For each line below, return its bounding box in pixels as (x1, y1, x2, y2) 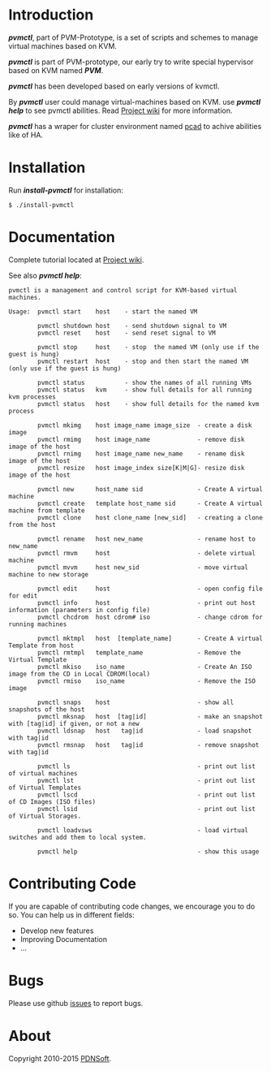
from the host (8, 520, 57, 529)
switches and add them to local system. (8, 833, 148, 841)
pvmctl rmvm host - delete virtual (37, 549, 256, 557)
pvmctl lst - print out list (37, 776, 256, 784)
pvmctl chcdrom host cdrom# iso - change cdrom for (37, 613, 264, 621)
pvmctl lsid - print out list (37, 805, 256, 813)
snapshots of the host (8, 705, 85, 714)
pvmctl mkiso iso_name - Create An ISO (37, 663, 252, 671)
